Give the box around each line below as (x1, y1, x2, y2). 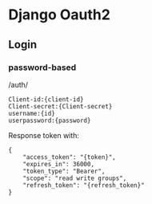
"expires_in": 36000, (22, 160, 94, 168)
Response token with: (8, 130, 80, 140)
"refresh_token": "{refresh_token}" (22, 181, 146, 190)
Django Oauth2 (8, 6, 110, 24)
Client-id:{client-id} (8, 95, 84, 104)
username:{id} (8, 109, 56, 117)
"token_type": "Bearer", (22, 167, 106, 175)
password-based (8, 62, 77, 73)
